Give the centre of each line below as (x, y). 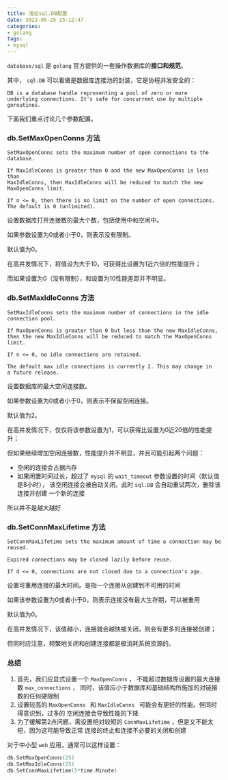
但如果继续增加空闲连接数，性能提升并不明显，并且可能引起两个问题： (106, 453)
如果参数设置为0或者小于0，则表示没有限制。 (71, 235)
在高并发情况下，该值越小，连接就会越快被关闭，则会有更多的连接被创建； (112, 629)
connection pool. (32, 318)
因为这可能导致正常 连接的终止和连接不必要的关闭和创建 (108, 731)
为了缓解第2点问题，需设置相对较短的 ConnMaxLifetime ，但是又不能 (112, 722)
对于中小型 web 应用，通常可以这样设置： (64, 745)
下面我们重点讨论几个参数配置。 (52, 118)
